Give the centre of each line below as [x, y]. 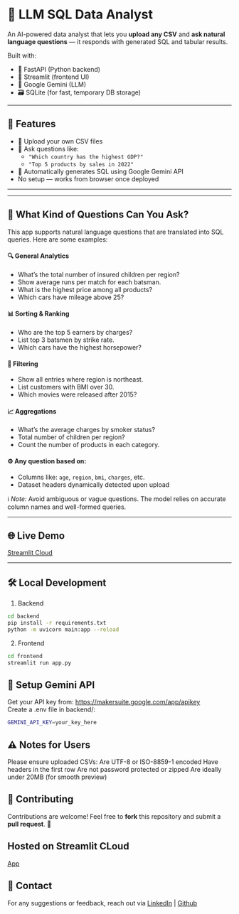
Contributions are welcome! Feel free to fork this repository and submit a [114, 816]
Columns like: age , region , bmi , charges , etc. [81, 477]
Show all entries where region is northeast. [80, 380]
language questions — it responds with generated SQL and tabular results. [118, 41]
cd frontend [25, 656]
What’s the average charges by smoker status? [86, 430]
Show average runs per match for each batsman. [89, 282]
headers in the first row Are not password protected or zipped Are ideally [115, 770]
